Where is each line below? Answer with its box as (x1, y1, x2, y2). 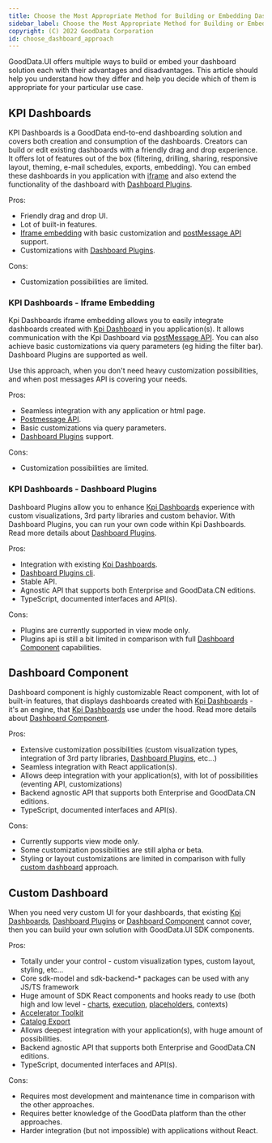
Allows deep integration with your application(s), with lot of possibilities (19, 770, 259, 780)
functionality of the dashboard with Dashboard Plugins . (8, 179, 193, 189)
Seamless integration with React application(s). (19, 762, 178, 772)
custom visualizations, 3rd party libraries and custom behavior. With (8, 511, 236, 520)
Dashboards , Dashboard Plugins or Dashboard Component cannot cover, (8, 917, 253, 926)
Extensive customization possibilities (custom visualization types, (19, 744, 239, 755)
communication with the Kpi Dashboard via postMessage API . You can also (8, 333, 259, 343)
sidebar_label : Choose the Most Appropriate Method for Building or (8, 19, 244, 28)
